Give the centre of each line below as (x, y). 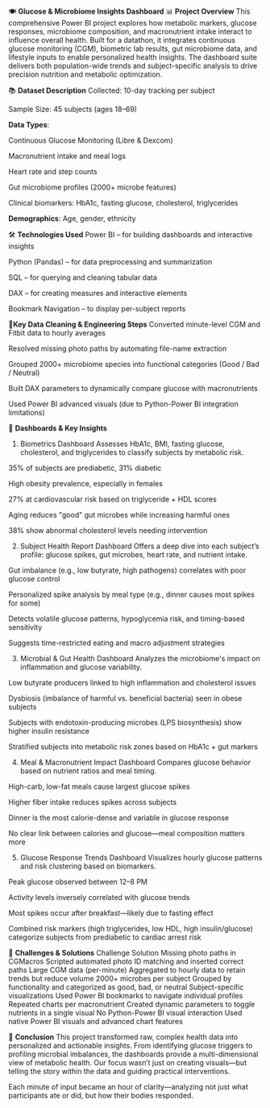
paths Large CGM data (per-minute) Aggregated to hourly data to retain (127, 970)
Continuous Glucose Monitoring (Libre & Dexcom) (91, 140)
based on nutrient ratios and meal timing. (88, 771)
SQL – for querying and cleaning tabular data (83, 277)
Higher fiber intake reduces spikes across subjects (93, 802)
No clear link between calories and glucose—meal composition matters (127, 833)
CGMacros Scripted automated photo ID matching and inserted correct (126, 961)
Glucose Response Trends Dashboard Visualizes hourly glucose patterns (141, 858)
